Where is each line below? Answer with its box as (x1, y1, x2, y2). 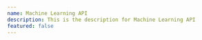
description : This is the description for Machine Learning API (7, 16, 196, 23)
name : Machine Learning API (7, 9, 88, 17)
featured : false (7, 22, 54, 29)
